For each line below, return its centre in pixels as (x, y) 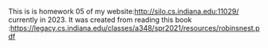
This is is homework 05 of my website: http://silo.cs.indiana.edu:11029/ (124, 11)
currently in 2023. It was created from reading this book (100, 20)
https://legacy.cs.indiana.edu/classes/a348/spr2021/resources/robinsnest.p (135, 28)
